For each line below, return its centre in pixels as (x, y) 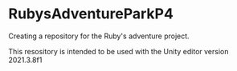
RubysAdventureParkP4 (91, 14)
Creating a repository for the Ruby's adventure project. (99, 36)
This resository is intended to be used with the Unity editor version (118, 51)
